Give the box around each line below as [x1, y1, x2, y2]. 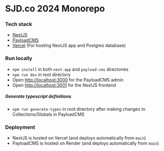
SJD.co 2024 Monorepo [5, 3, 105, 14]
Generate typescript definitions [5, 93, 72, 99]
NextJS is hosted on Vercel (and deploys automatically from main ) [12, 135, 146, 141]
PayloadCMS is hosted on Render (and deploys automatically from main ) [12, 140, 160, 147]
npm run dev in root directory [12, 72, 71, 77]
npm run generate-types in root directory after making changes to [12, 106, 146, 112]
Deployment [5, 124, 36, 131]
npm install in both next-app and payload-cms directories [12, 66, 128, 72]
